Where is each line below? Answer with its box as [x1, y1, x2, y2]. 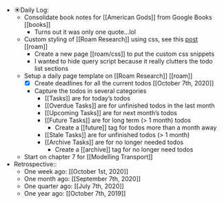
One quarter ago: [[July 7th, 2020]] [23, 182, 124, 190]
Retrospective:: [13, 160, 57, 168]
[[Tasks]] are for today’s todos [44, 94, 131, 103]
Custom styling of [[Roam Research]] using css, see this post [23, 35, 198, 43]
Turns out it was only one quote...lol [34, 28, 136, 36]
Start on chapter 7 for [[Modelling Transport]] [23, 153, 153, 161]
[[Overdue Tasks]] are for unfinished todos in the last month [44, 101, 215, 110]
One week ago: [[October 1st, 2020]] [23, 167, 129, 176]
